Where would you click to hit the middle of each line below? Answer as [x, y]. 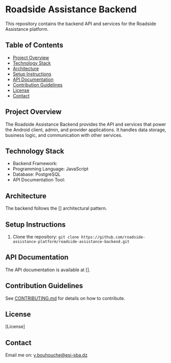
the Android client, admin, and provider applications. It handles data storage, [86, 130]
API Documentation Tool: [39, 180]
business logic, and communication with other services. [64, 135]
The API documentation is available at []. [48, 270]
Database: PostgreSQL [36, 174]
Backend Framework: [35, 164]
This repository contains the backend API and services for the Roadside [81, 24]
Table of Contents [34, 45]
